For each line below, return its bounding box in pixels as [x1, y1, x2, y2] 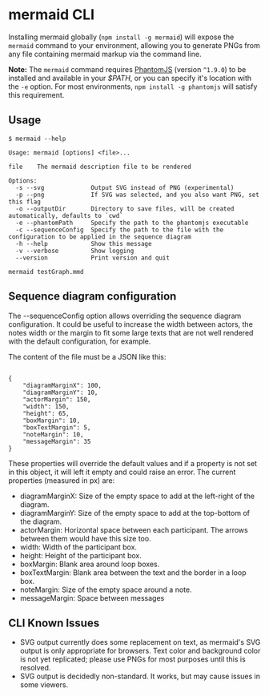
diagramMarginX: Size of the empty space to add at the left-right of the [19, 491, 255, 501]
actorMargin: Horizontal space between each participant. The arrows [19, 525, 248, 534]
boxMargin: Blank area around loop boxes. [19, 559, 160, 569]
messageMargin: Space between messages [19, 593, 165, 602]
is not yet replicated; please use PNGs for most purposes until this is [19, 654, 246, 664]
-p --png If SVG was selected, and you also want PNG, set [15, 191, 260, 199]
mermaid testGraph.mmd [8, 268, 84, 276]
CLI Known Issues [8, 616, 100, 630]
